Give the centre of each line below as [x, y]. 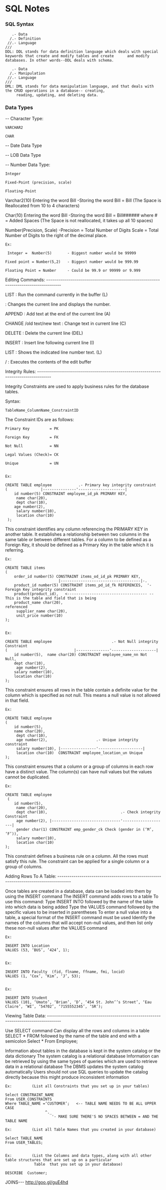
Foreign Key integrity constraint [41, 589]
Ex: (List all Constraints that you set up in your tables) [77, 1086]
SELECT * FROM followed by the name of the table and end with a [73, 1036]
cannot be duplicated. [28, 777]
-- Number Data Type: [28, 165]
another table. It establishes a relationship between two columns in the [77, 534]
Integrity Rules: [21, 371]
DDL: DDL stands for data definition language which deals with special [82, 52]
